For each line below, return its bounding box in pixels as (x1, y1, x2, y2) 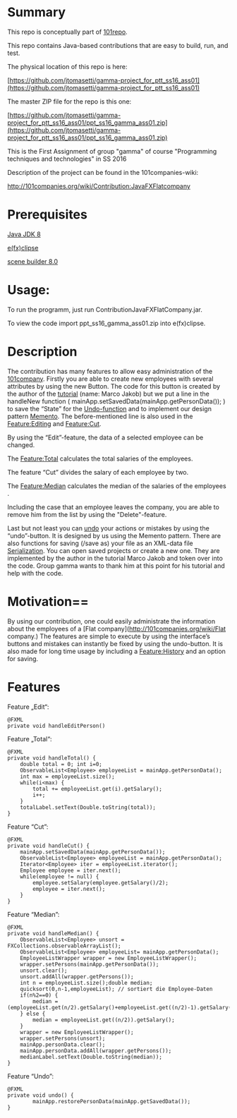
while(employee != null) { (20, 873, 99, 880)
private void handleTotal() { (7, 754, 97, 762)
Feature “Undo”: (7, 1071, 54, 1080)
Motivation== (7, 593, 90, 609)
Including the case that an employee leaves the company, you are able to (7, 502, 220, 511)
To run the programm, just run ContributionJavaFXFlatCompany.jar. (7, 305, 203, 314)
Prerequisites (7, 207, 88, 223)
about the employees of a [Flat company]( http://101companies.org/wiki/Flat (7, 624, 226, 633)
